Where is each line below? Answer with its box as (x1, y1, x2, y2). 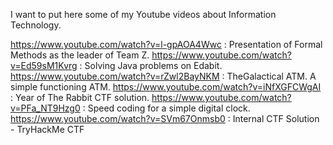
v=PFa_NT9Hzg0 (10, 102, 81, 114)
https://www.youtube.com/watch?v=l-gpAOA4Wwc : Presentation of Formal (10, 39, 323, 50)
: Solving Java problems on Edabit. (79, 60, 223, 71)
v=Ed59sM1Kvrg (10, 60, 78, 71)
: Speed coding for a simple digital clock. (82, 102, 251, 114)
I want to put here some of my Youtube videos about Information (10, 9, 277, 20)
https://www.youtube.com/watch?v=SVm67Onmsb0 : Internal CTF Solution (10, 113, 320, 124)
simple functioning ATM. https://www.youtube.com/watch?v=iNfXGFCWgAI (10, 81, 322, 93)
